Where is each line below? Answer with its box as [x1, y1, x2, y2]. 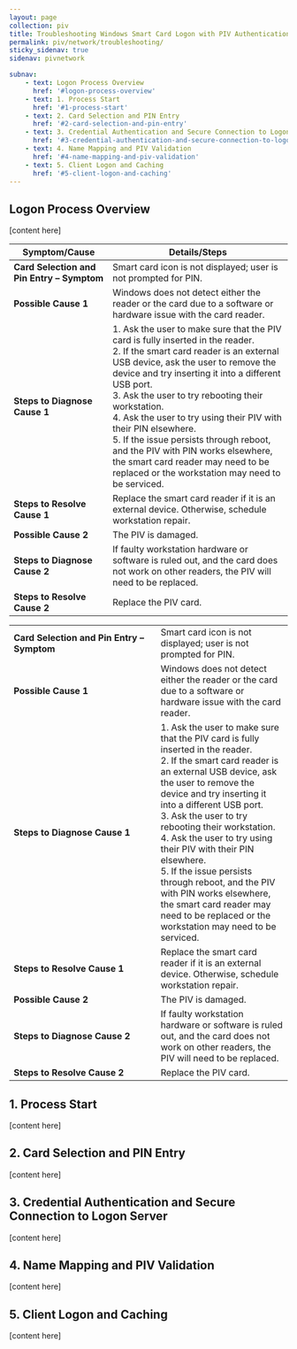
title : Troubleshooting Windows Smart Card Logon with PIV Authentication [9, 29, 291, 38]
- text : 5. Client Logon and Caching [25, 160, 164, 169]
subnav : [9, 70, 38, 80]
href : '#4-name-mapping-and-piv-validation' [32, 152, 200, 161]
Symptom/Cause [22, 246, 95, 258]
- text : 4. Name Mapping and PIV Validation [25, 144, 192, 153]
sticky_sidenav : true [9, 46, 89, 55]
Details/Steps [169, 246, 227, 258]
